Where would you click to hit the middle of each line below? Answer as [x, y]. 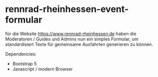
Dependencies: [21, 54]
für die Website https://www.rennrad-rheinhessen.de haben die [71, 33]
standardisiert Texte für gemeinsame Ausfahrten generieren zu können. [79, 44]
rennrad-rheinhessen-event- [67, 9]
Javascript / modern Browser [43, 69]
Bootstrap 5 [25, 63]
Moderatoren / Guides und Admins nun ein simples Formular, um [72, 39]
